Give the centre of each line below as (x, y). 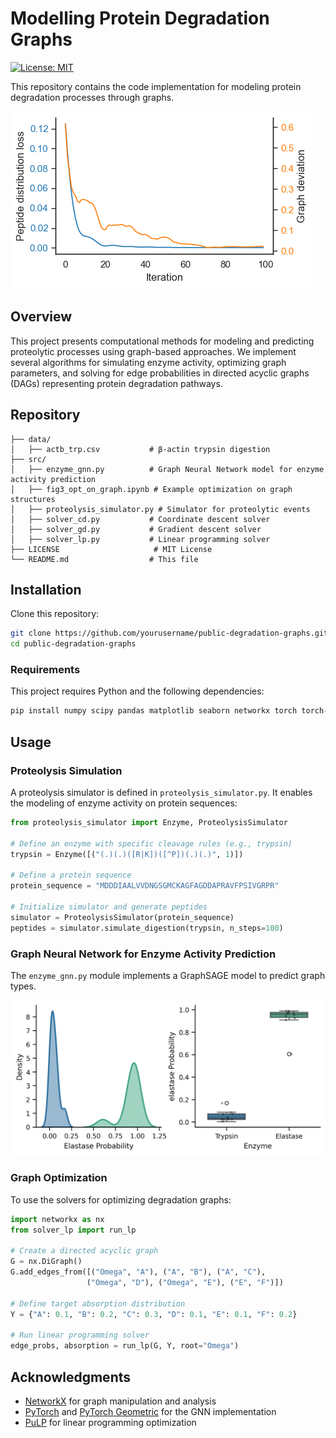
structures (33, 499)
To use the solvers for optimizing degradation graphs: (121, 1199)
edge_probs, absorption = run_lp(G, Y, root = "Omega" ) (125, 1346)
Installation (46, 589)
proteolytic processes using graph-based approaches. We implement (153, 351)
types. (23, 986)
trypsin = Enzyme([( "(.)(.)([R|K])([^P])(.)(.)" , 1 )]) (127, 854)
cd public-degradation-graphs (73, 644)
